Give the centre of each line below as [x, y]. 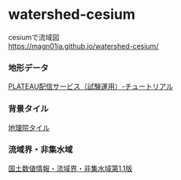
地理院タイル [29, 127]
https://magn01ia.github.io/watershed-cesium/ [83, 46]
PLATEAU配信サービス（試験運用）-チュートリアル [90, 86]
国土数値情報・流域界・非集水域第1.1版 [70, 168]
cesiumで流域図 [34, 37]
